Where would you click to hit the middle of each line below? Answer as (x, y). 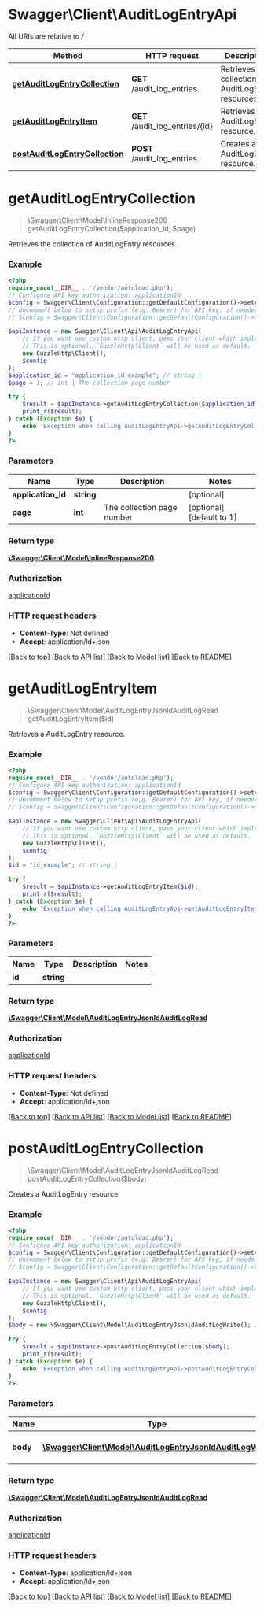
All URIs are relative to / (46, 36)
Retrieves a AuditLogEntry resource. (67, 734)
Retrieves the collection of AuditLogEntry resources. (93, 244)
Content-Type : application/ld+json (76, 1573)
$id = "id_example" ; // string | (63, 865)
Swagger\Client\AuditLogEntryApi (123, 15)
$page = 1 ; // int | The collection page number (89, 383)
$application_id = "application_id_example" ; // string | (105, 375)
